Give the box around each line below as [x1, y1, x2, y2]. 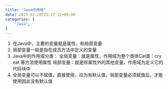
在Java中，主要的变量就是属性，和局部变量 [12, 41, 102, 47]
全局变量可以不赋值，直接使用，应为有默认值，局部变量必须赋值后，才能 [12, 72, 163, 78]
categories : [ [5, 17, 35, 22]
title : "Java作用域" [5, 7, 46, 13]
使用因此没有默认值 [12, 78, 53, 84]
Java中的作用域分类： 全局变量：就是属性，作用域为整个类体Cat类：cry [12, 53, 162, 59]
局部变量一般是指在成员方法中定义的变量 [12, 47, 97, 53]
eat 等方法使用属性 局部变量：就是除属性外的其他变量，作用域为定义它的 [12, 59, 163, 65]
